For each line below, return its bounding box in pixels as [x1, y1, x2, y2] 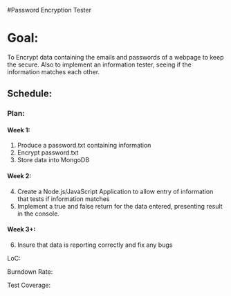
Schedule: [7, 88, 53, 100]
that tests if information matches [17, 194, 110, 203]
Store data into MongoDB [17, 156, 90, 164]
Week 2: [7, 172, 32, 180]
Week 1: [7, 125, 30, 134]
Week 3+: [7, 225, 36, 234]
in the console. [17, 209, 60, 218]
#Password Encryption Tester [7, 6, 92, 14]
